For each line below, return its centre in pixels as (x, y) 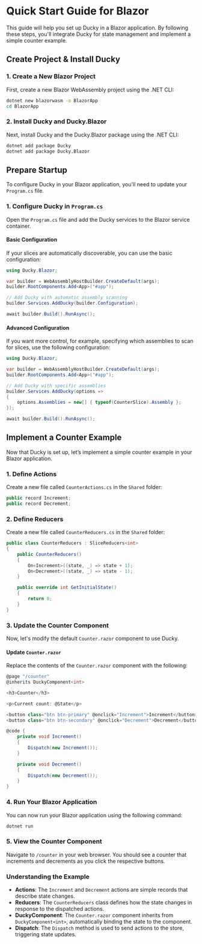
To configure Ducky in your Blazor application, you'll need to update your (97, 184)
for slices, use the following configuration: (58, 347)
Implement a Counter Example (64, 438)
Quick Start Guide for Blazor (78, 11)
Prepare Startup (37, 170)
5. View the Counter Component (54, 841)
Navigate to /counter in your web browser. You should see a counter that (96, 854)
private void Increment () (50, 737)
